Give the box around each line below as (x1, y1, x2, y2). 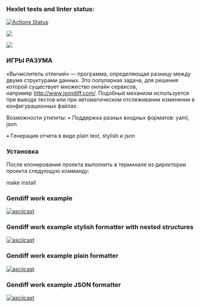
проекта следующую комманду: (6, 167, 90, 174)
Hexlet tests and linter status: (6, 5, 95, 13)
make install (6, 179, 36, 186)
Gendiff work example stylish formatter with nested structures (6, 223, 194, 231)
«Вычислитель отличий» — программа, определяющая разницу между (6, 70, 191, 77)
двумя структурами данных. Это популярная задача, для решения (6, 76, 179, 83)
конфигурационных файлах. (6, 102, 78, 109)
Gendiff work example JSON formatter (6, 280, 121, 289)
